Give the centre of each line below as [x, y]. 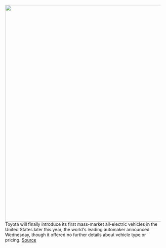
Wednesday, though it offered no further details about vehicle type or [76, 235]
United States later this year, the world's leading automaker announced [77, 229]
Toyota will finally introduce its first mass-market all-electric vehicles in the [82, 224]
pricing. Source [21, 240]
